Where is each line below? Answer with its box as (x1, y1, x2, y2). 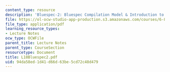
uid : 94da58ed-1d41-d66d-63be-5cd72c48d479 (5, 59, 99, 64)
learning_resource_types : (5, 26, 60, 31)
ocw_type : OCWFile (5, 36, 44, 41)
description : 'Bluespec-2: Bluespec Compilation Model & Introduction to (5, 12, 164, 17)
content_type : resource (5, 7, 56, 13)
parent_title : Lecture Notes (5, 41, 67, 46)
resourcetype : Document (5, 50, 56, 55)
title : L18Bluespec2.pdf (5, 54, 58, 60)
